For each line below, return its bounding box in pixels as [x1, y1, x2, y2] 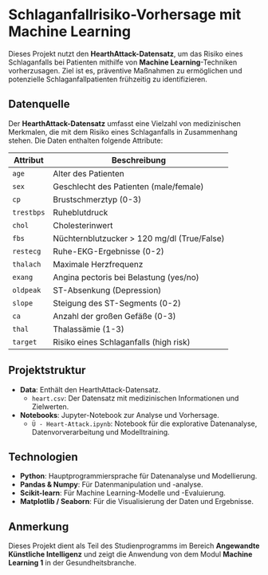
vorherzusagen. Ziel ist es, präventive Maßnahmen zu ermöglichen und [8, 65, 242, 75]
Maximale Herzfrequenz [53, 258, 144, 270]
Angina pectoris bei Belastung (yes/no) [53, 271, 199, 282]
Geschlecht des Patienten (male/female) [53, 181, 204, 192]
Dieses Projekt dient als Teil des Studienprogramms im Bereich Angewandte [8, 541, 260, 551]
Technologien [8, 450, 78, 463]
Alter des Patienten [53, 167, 125, 179]
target [12, 337, 37, 346]
